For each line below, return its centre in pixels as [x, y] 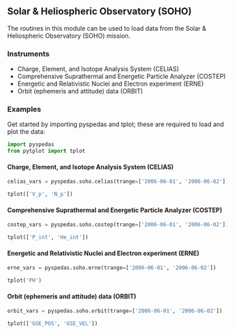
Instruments [29, 54]
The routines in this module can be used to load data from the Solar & [107, 28]
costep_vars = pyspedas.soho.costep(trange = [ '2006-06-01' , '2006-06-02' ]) [118, 225]
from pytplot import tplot [46, 151]
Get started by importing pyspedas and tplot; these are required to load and [116, 124]
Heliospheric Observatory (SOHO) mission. [69, 36]
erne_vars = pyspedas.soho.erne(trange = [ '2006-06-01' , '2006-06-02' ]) [112, 268]
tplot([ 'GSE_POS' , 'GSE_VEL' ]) [53, 324]
